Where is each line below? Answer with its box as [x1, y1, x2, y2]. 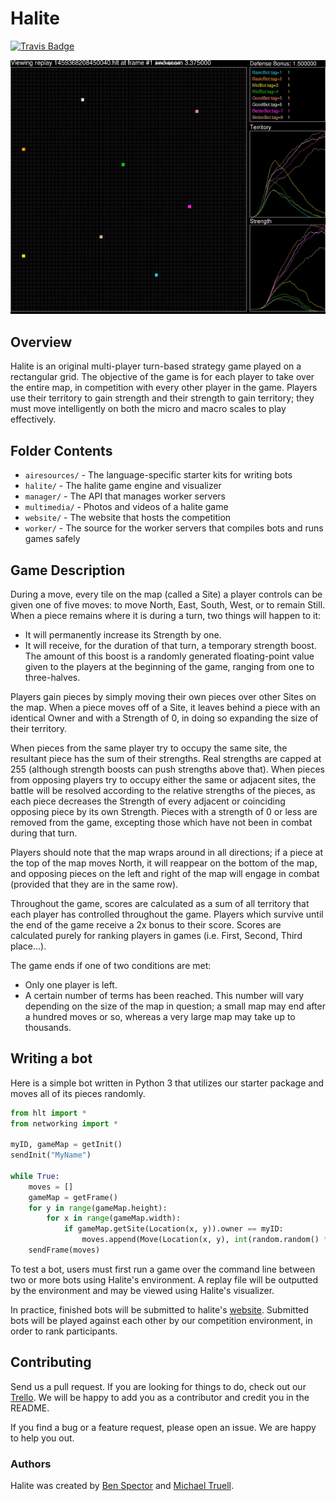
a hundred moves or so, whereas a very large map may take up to [24, 1010, 296, 1022]
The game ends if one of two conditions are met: [10, 959, 212, 971]
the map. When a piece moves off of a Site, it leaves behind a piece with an [10, 701, 321, 713]
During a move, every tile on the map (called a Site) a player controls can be [10, 588, 323, 600]
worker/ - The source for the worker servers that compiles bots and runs [24, 522, 324, 534]
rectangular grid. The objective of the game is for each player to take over [10, 371, 315, 383]
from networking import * [10, 1118, 118, 1129]
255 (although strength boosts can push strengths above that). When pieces [10, 763, 325, 775]
